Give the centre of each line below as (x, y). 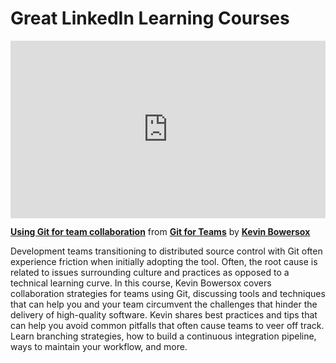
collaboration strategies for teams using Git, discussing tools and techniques (168, 294)
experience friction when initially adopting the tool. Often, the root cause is (164, 262)
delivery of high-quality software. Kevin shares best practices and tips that (164, 315)
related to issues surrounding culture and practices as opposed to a (150, 273)
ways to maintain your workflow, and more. (99, 347)
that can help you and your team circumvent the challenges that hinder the (164, 304)
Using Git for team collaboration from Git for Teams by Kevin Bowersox (160, 232)
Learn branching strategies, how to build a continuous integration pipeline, (163, 336)
